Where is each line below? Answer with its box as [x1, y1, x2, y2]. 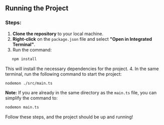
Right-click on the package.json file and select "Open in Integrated [12, 36, 152, 42]
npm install [12, 56, 37, 61]
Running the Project [5, 4, 69, 13]
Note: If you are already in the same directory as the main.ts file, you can [5, 90, 157, 96]
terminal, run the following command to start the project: [5, 71, 122, 77]
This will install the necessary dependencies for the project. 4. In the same [5, 66, 159, 72]
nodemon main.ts [5, 105, 39, 110]
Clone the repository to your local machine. [12, 30, 104, 37]
